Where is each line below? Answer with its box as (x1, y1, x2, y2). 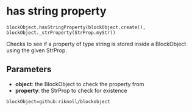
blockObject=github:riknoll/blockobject (6, 98, 111, 104)
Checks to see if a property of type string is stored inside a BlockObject (6, 40, 187, 47)
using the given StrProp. (6, 47, 67, 54)
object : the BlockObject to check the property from (15, 80, 144, 87)
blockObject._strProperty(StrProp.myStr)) (6, 29, 116, 36)
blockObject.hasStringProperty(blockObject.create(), (6, 24, 146, 30)
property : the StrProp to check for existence (15, 87, 127, 94)
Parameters (6, 64, 52, 75)
